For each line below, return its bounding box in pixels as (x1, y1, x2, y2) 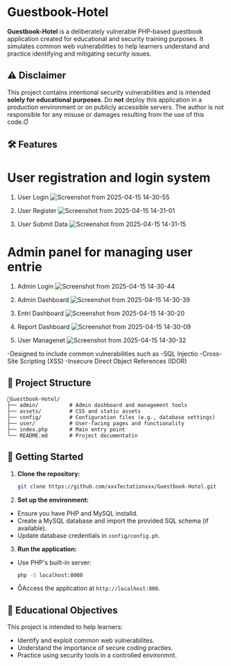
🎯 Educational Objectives (7, 604, 118, 616)
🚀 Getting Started (7, 451, 84, 463)
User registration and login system (7, 170, 211, 186)
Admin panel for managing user (7, 244, 193, 260)
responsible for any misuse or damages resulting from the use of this (7, 110, 205, 118)
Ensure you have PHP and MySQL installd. (17, 509, 139, 517)
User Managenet (17, 336, 66, 344)
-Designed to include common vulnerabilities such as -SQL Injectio (7, 349, 198, 358)
